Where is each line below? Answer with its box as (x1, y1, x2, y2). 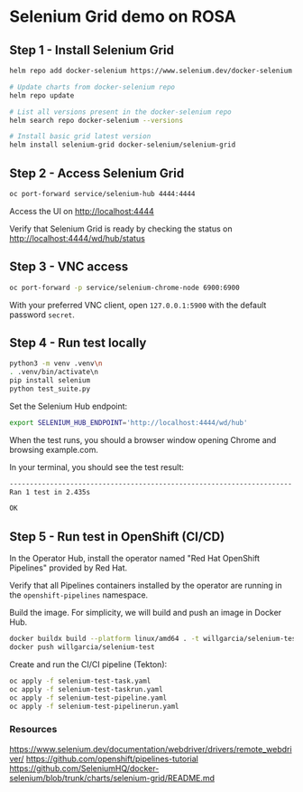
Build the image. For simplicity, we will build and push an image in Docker (9, 608, 282, 618)
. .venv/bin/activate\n (9, 368, 99, 377)
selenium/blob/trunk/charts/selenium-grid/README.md (9, 772, 215, 783)
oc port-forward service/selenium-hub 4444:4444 (9, 189, 196, 198)
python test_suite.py (9, 384, 91, 393)
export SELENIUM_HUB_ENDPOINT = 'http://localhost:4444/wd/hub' (9, 418, 248, 427)
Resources (9, 723, 58, 736)
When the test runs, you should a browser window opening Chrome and (9, 434, 277, 445)
